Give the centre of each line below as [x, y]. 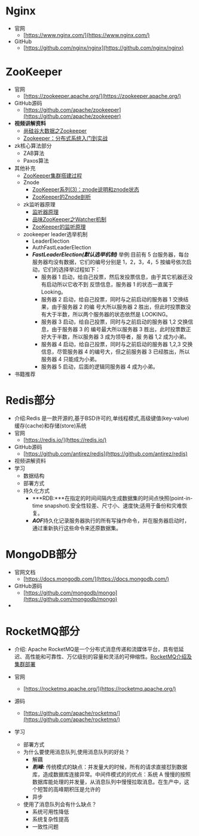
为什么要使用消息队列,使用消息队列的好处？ [76, 752]
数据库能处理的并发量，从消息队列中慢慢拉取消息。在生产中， [108, 782]
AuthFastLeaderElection [62, 247]
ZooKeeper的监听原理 [59, 227]
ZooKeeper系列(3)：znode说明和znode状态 [86, 189]
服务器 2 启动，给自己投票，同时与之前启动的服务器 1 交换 [112, 299]
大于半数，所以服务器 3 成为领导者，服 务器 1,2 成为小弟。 [118, 337]
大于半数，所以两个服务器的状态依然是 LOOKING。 [109, 314]
